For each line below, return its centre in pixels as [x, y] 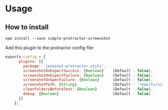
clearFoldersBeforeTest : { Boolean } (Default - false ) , [88, 89]
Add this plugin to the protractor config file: [50, 48]
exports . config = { [25, 57]
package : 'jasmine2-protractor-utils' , [65, 66]
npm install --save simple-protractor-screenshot [58, 38]
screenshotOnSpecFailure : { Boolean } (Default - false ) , [88, 80]
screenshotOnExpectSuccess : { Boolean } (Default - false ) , [88, 71]
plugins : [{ [31, 61]
